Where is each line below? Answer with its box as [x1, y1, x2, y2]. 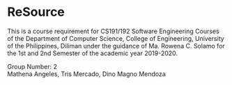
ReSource [7, 4, 65, 20]
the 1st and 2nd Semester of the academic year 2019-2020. [7, 49, 178, 57]
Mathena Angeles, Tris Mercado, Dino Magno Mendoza [7, 70, 166, 78]
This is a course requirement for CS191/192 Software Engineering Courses [7, 27, 219, 35]
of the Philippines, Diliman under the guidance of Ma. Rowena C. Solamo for [7, 41, 225, 50]
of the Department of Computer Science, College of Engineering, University [7, 34, 224, 42]
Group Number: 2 [7, 62, 58, 70]
